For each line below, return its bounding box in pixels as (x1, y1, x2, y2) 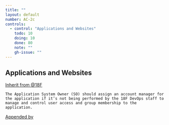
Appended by (5, 114, 34, 120)
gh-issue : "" (14, 50, 42, 55)
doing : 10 (14, 36, 35, 41)
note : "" (14, 45, 33, 50)
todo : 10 (14, 31, 33, 36)
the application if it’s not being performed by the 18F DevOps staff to (5, 96, 164, 101)
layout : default (5, 12, 39, 17)
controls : (5, 21, 26, 27)
